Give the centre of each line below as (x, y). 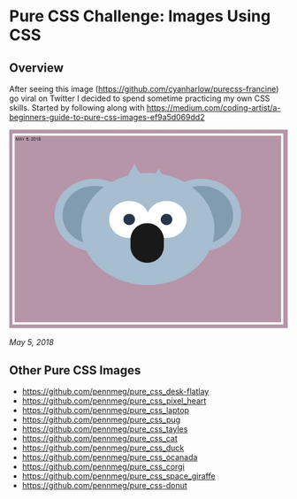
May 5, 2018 (32, 342)
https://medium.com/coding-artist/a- (213, 107)
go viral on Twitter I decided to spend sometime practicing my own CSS (140, 98)
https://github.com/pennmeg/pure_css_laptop (106, 411)
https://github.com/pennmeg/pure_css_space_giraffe (118, 476)
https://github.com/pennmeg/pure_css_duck (103, 448)
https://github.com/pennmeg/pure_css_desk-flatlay (115, 392)
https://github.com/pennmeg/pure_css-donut (104, 486)
